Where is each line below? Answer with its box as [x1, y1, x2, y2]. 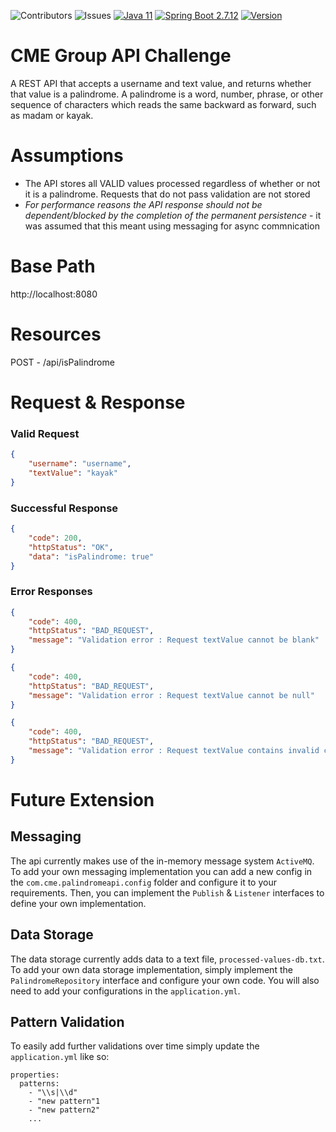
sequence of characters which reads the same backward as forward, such [10, 98, 317, 110]
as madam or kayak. [10, 109, 94, 121]
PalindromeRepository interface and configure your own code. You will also [10, 974, 320, 986]
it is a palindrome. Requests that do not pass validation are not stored [24, 188, 311, 200]
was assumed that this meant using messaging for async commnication [24, 220, 320, 232]
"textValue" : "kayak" [28, 468, 118, 478]
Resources [10, 323, 102, 345]
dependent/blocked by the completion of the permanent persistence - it [24, 209, 322, 221]
